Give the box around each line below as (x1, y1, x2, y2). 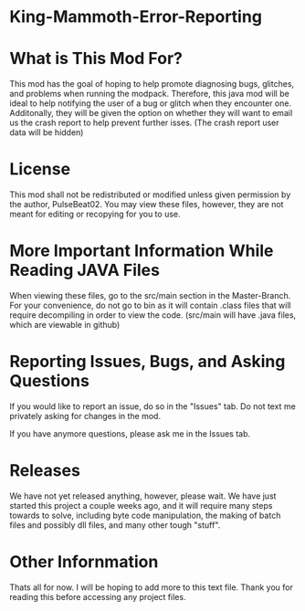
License (9, 159, 71, 180)
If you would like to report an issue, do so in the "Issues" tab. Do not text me (9, 400, 297, 412)
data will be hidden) (9, 127, 84, 138)
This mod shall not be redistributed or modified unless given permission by (9, 189, 291, 200)
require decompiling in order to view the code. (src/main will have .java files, (9, 310, 297, 321)
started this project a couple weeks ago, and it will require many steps (9, 500, 273, 511)
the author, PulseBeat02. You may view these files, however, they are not (9, 199, 284, 210)
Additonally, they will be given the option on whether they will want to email (9, 108, 293, 119)
